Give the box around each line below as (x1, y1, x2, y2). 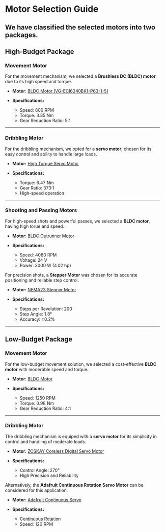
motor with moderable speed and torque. (5, 366, 89, 372)
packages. (5, 31, 38, 39)
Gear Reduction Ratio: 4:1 (19, 405, 71, 411)
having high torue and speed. (5, 223, 65, 229)
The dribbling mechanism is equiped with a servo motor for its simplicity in (5, 433, 157, 439)
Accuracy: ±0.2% (19, 316, 55, 322)
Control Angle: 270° (19, 467, 60, 473)
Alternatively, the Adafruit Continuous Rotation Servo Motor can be (5, 482, 144, 488)
